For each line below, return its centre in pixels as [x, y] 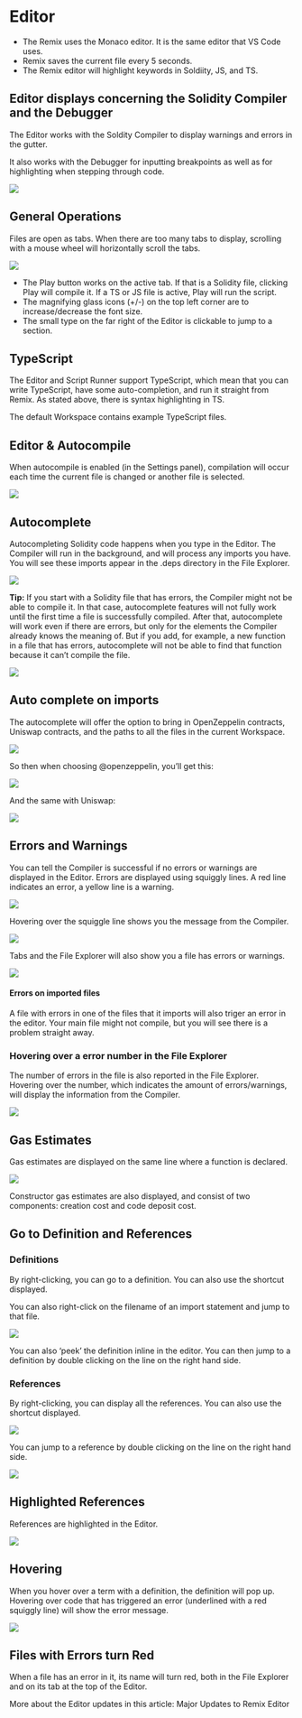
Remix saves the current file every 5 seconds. [107, 60]
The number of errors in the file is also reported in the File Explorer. [134, 1075]
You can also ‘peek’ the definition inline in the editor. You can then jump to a [150, 1351]
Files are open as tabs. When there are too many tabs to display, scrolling [146, 238]
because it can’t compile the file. [70, 655]
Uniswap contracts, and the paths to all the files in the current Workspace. [147, 731]
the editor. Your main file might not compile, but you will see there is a [139, 1023]
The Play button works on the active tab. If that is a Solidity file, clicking [155, 283]
